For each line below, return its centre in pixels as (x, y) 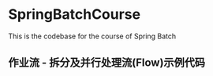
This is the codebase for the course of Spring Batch (92, 36)
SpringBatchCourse (74, 14)
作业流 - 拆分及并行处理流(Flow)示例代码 (107, 63)
